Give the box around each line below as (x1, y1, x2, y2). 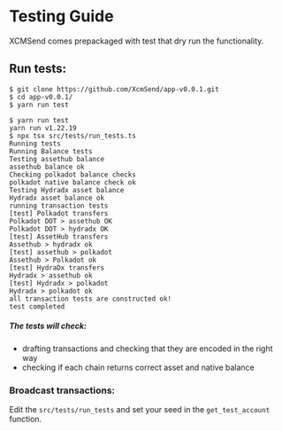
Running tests (9, 139, 62, 148)
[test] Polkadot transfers (9, 208, 109, 218)
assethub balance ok (9, 162, 86, 171)
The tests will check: (9, 321, 87, 332)
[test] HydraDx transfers (9, 263, 104, 272)
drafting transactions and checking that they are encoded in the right (21, 343, 273, 354)
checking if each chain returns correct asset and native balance (21, 362, 255, 372)
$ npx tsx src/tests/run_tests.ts (9, 131, 137, 140)
